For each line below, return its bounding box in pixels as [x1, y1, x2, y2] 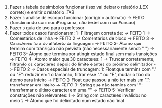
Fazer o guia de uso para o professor [9, 25, 85, 31]
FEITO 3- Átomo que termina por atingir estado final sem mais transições [9, 51, 157, 57]
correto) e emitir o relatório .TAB [9, 9, 75, 15]
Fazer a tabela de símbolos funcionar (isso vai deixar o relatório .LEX [9, 4, 148, 10]
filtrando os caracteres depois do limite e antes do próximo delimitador [9, 61, 153, 67]
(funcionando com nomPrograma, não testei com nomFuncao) [9, 20, 136, 25]
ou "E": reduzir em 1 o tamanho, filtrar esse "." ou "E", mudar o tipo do [9, 72, 151, 77]
